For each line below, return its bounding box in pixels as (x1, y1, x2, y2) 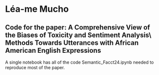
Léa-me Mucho (5, 3, 69, 15)
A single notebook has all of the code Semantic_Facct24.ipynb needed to (5, 59, 154, 65)
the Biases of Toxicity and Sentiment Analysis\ (5, 31, 152, 39)
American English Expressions (5, 46, 101, 55)
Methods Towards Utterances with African (5, 38, 139, 47)
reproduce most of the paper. (5, 65, 65, 70)
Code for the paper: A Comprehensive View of (5, 23, 151, 32)
